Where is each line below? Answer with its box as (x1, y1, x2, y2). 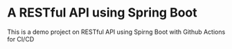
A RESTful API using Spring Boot (7, 5, 197, 21)
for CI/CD (7, 35, 35, 43)
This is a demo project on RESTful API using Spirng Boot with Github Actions (7, 28, 226, 36)
